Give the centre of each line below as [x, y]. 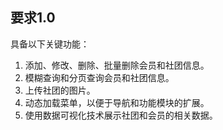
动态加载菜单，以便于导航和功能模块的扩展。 [117, 102]
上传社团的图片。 [60, 90]
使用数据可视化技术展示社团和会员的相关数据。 [121, 115]
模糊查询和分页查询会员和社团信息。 [99, 77]
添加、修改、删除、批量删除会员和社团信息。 [117, 65]
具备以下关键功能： [50, 44]
